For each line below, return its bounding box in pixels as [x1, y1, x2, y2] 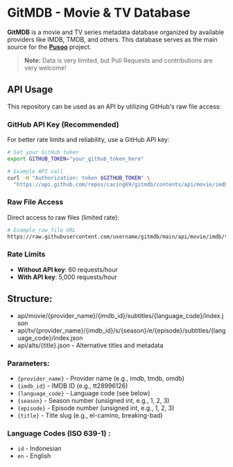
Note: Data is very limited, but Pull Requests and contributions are [24, 56, 213, 64]
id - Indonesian [17, 444, 62, 453]
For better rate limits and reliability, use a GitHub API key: [7, 136, 170, 144]
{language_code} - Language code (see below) [17, 388, 150, 397]
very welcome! [24, 63, 67, 72]
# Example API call [7, 168, 64, 175]
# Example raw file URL [7, 226, 76, 234]
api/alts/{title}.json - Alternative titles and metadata [17, 341, 164, 349]
